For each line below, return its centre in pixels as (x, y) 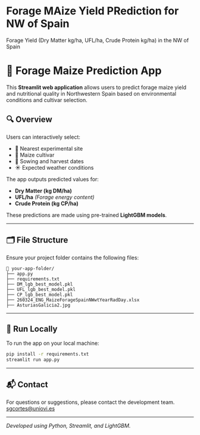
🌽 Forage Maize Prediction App (84, 71)
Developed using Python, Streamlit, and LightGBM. (68, 425)
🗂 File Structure (37, 240)
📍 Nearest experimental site (49, 148)
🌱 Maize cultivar (35, 155)
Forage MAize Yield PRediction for (93, 11)
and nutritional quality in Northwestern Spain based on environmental (91, 93)
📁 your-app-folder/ (30, 268)
